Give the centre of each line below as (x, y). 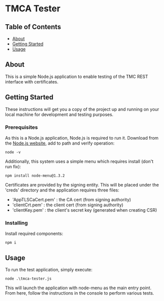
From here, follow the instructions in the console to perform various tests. (80, 293)
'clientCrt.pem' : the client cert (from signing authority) (68, 205)
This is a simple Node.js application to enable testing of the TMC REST (77, 76)
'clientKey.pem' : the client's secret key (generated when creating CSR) (85, 210)
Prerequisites (21, 127)
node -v (13, 152)
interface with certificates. (32, 81)
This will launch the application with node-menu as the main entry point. (78, 288)
